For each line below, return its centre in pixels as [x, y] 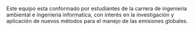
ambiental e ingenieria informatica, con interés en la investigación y [90, 15]
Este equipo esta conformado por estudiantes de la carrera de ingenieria [97, 9]
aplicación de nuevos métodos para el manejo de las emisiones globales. [97, 21]
